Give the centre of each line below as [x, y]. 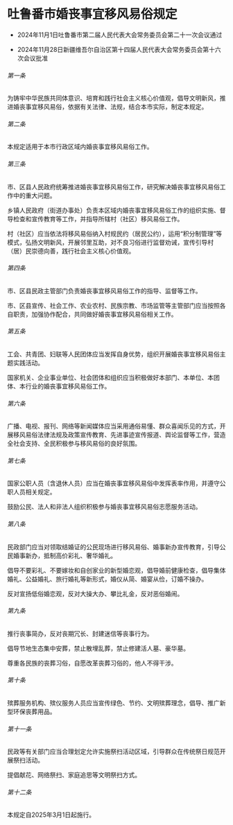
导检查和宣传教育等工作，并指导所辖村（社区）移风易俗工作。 [95, 218]
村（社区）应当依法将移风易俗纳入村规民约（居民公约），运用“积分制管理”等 [115, 234]
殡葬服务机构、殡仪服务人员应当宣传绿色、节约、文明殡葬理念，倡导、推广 [113, 703]
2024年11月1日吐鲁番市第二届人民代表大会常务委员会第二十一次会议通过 [120, 35]
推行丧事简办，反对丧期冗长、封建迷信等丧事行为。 [80, 633]
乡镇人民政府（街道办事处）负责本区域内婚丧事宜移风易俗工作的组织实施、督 [116, 210]
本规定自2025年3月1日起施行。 [51, 815]
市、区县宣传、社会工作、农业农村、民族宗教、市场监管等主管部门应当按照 [113, 305]
